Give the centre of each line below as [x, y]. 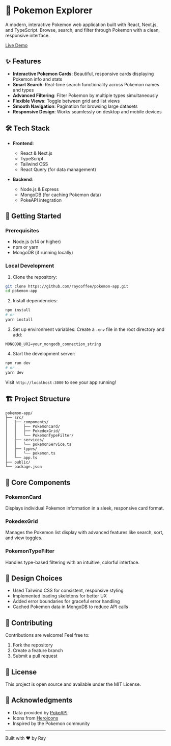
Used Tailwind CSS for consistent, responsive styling [68, 591]
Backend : [23, 179]
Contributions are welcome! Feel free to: [48, 635]
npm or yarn [25, 247]
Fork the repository [33, 645]
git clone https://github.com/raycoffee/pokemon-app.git [67, 286]
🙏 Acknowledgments [39, 700]
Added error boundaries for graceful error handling [66, 601]
